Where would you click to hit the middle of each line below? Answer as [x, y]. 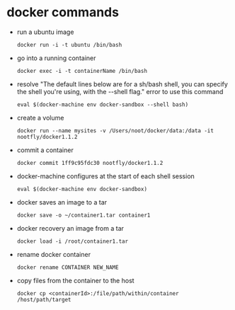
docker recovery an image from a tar [70, 228]
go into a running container [56, 58]
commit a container [45, 150]
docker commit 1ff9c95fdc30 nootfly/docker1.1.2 [90, 163]
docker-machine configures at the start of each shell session [106, 176]
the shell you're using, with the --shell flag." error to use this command [120, 91]
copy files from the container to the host [76, 280]
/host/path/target [44, 299]
